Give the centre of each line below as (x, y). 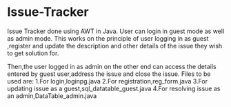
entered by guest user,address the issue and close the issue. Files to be (109, 74)
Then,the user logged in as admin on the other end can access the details (112, 66)
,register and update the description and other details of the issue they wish (115, 46)
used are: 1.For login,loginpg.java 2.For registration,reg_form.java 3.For (108, 81)
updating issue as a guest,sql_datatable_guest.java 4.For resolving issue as (114, 88)
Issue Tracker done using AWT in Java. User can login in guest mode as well (116, 31)
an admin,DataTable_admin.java (52, 96)
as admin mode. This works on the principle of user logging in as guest (108, 38)
